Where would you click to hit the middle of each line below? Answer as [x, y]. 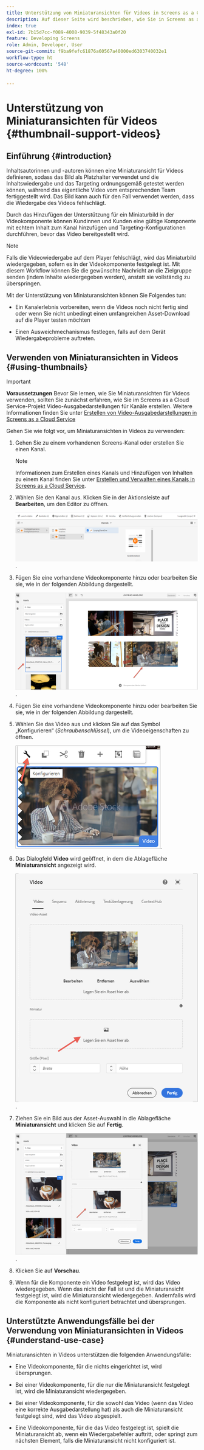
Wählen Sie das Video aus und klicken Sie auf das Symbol [87, 724]
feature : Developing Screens [43, 39]
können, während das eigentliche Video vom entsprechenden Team [91, 190]
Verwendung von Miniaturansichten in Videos [95, 1330]
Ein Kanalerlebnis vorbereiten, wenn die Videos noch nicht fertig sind [101, 307]
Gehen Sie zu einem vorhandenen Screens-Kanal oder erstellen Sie [99, 443]
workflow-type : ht [29, 58]
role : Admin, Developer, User [45, 45]
